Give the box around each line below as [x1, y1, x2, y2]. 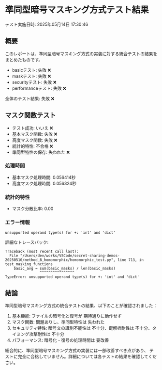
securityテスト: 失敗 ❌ [12, 79, 57, 85]
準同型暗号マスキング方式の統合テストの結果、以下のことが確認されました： [5, 303, 158, 308]
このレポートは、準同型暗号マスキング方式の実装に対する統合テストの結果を [5, 50, 158, 56]
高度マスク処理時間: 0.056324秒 [12, 180, 76, 186]
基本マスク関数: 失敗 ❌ [12, 131, 58, 137]
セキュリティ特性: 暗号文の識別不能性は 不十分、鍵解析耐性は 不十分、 [12, 325, 152, 331]
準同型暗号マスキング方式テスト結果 [5, 4, 149, 16]
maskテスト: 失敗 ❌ [12, 73, 51, 79]
